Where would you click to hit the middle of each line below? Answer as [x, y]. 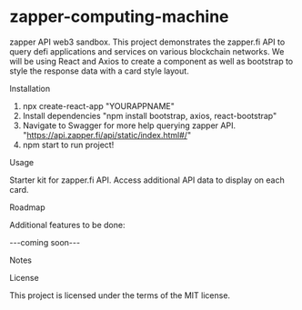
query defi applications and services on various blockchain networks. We [147, 51]
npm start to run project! [68, 145]
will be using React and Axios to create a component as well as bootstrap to [151, 61]
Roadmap [27, 207]
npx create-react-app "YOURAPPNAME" [99, 105]
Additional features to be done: [67, 225]
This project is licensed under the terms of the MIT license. [120, 295]
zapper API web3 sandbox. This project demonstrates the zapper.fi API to [147, 42]
